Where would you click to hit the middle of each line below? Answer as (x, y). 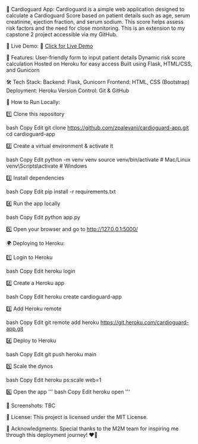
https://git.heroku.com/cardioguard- (144, 322)
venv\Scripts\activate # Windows (47, 166)
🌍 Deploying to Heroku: (36, 243)
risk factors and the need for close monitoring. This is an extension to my (96, 28)
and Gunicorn (23, 70)
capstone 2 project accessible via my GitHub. (62, 34)
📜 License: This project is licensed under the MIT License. (77, 417)
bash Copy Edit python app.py (43, 217)
